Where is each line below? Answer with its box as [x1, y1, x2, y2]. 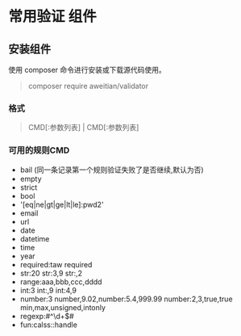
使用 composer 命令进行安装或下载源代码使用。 [8, 65, 167, 74]
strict [19, 183, 38, 192]
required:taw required [19, 259, 93, 269]
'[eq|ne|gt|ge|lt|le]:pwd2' [19, 199, 104, 209]
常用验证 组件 [8, 7, 97, 26]
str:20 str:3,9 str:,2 [19, 268, 83, 278]
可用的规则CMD [8, 145, 70, 156]
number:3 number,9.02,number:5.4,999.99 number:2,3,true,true [19, 294, 233, 304]
